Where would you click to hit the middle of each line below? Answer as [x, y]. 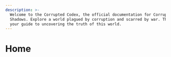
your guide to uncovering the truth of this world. [66, 24]
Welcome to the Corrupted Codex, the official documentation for [81, 15]
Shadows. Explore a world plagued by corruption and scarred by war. [85, 19]
